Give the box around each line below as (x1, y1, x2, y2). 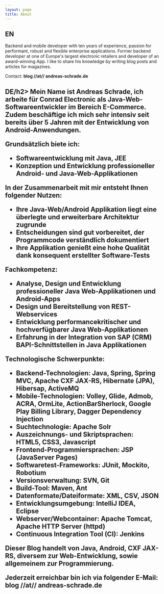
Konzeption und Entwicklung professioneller (16, 161, 155, 170)
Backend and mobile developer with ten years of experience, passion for (5, 43, 152, 49)
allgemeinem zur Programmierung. (5, 559, 114, 568)
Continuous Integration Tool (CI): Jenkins (16, 530, 145, 538)
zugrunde (16, 220, 47, 229)
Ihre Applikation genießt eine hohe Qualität (16, 243, 150, 252)
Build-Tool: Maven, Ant (16, 484, 88, 492)
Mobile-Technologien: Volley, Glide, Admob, (16, 392, 153, 400)
